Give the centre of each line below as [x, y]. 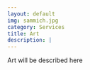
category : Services [36, 27]
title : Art [23, 34]
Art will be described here [45, 60]
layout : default [31, 14]
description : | [30, 40]
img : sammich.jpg [33, 21]
